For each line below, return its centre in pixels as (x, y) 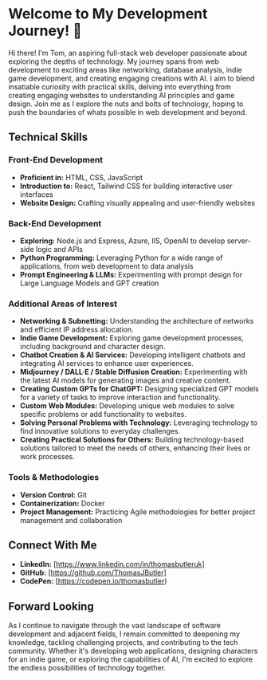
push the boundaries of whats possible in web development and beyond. (128, 112)
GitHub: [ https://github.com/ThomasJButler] (93, 573)
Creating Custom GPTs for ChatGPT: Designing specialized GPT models (139, 389)
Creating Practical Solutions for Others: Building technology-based (132, 440)
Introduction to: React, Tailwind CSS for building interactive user (126, 186)
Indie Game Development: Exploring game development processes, (132, 338)
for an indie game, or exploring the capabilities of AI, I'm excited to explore (131, 659)
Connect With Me (53, 545)
